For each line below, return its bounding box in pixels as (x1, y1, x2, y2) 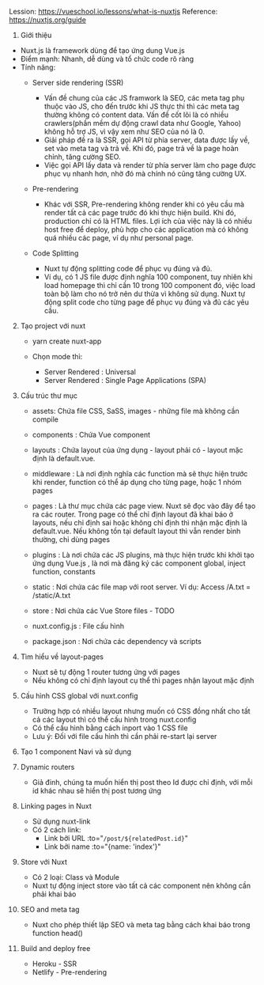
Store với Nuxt (20, 858, 68, 866)
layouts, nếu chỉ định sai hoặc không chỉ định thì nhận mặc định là (32, 518, 247, 527)
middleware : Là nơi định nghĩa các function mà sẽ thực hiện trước (32, 469, 248, 478)
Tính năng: (20, 63, 56, 72)
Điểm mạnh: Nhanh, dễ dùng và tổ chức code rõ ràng (20, 55, 194, 63)
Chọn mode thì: (32, 352, 83, 361)
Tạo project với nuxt (20, 321, 86, 331)
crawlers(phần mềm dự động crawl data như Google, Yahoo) (43, 119, 242, 127)
